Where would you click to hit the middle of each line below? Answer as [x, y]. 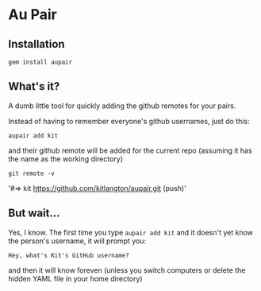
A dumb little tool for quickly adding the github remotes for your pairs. [122, 106]
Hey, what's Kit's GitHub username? [69, 255]
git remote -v [32, 173]
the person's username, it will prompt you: [77, 241]
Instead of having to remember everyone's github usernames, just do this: [129, 121]
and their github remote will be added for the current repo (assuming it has [130, 150]
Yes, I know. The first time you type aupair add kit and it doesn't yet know [131, 232]
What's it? [34, 86]
